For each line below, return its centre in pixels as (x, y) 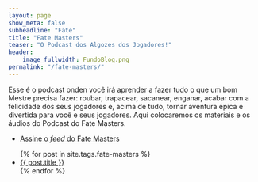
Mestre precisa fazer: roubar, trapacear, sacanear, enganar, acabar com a (129, 98)
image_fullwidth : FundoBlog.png (76, 60)
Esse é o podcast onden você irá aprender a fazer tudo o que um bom (123, 89)
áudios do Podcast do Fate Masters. (67, 123)
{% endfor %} (42, 170)
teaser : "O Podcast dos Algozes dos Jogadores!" (90, 45)
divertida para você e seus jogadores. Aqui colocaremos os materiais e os (129, 115)
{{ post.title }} (42, 162)
